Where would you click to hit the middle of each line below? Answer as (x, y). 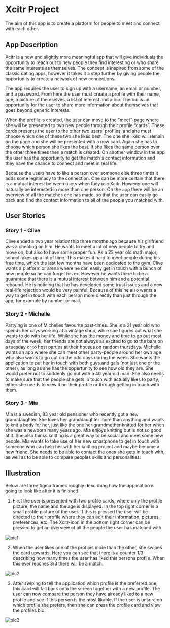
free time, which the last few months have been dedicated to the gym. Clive (84, 263)
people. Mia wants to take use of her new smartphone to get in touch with (82, 441)
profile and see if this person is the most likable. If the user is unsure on (87, 599)
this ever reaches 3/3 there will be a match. (58, 563)
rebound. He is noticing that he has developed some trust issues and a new (84, 285)
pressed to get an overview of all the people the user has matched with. (88, 527)
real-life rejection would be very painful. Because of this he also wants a (81, 290)
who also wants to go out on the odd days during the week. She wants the (83, 357)
